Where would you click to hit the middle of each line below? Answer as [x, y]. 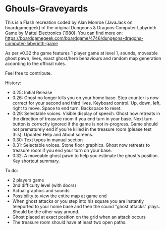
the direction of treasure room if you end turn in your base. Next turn [82, 118]
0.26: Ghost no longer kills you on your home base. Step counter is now [85, 98]
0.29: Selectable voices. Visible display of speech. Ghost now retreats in [86, 113]
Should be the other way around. [46, 212]
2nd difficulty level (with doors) [44, 185]
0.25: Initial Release [32, 92]
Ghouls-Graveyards [47, 9]
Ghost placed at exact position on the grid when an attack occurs [79, 217]
